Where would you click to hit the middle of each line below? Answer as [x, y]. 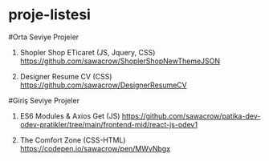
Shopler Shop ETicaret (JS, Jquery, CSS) [88, 52]
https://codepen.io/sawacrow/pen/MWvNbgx [95, 148]
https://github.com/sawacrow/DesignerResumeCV [103, 85]
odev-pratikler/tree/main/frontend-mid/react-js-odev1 [109, 124]
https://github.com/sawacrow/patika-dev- [191, 116]
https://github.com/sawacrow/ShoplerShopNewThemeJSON [120, 61]
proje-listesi [49, 15]
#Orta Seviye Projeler [44, 37]
